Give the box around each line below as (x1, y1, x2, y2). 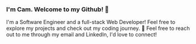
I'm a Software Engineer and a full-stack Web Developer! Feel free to (6, 19, 176, 26)
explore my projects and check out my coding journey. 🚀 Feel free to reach (6, 25, 190, 32)
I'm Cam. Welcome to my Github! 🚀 (6, 5, 109, 13)
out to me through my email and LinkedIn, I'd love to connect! (6, 31, 157, 38)
